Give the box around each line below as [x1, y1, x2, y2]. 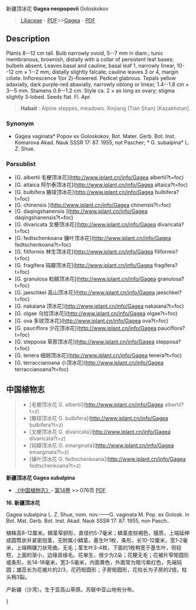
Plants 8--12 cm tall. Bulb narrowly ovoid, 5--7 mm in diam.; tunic [6, 49, 163, 56]
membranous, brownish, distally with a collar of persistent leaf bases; [6, 55, 174, 63]
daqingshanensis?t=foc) [14, 214, 73, 221]
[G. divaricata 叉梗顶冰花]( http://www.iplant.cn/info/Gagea [14, 221, 157, 228]
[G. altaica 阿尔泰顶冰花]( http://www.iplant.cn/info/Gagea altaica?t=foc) [14, 181, 188, 188]
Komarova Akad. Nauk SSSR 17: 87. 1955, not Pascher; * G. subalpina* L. [14, 139, 190, 146]
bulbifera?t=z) [29, 421, 63, 428]
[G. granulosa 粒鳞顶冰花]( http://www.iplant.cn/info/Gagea [14, 275, 157, 282]
